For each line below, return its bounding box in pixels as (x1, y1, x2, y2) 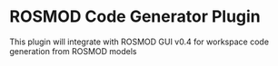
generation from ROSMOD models (9, 45, 137, 56)
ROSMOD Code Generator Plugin (9, 6, 261, 27)
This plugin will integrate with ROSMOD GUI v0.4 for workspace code (9, 36, 270, 47)
